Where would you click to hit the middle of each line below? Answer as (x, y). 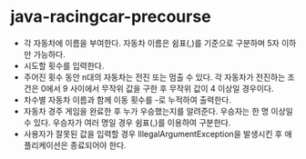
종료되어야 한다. (98, 145)
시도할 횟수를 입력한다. (64, 65)
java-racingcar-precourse (111, 17)
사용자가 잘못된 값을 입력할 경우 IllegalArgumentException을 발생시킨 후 (153, 134)
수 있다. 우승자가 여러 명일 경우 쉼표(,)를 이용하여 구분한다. (127, 122)
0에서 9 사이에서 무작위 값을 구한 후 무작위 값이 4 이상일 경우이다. (157, 88)
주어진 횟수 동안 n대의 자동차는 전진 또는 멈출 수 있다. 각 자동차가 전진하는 (154, 77)
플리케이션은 (46, 145)
